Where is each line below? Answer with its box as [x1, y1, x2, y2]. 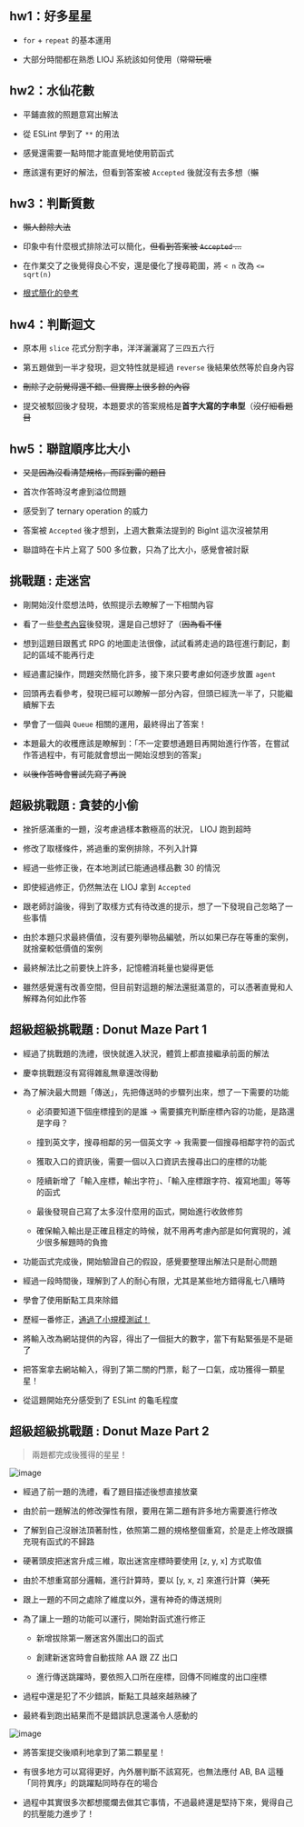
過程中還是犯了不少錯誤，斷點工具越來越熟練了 [22, 1691, 198, 1702]
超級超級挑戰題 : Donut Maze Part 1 [9, 1022, 207, 1038]
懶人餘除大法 [22, 222, 71, 233]
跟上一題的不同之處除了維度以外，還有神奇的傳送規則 [22, 1594, 222, 1605]
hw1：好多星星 [9, 8, 93, 25]
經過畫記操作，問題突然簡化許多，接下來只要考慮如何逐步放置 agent [22, 668, 277, 679]
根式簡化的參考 [22, 287, 79, 298]
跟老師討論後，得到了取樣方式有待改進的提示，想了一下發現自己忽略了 [22, 901, 286, 912]
